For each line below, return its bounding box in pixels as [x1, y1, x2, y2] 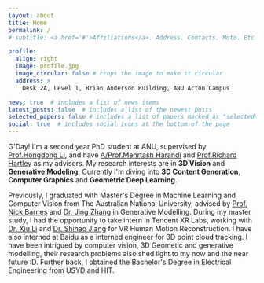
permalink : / [8, 26, 51, 34]
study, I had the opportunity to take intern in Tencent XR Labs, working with [8, 215, 253, 225]
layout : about [8, 11, 55, 20]
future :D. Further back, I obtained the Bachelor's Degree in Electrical [8, 257, 232, 266]
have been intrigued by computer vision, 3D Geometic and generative [8, 241, 234, 250]
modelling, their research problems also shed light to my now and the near [8, 249, 249, 258]
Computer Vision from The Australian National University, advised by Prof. [8, 199, 248, 208]
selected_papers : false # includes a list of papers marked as [8, 113, 220, 121]
